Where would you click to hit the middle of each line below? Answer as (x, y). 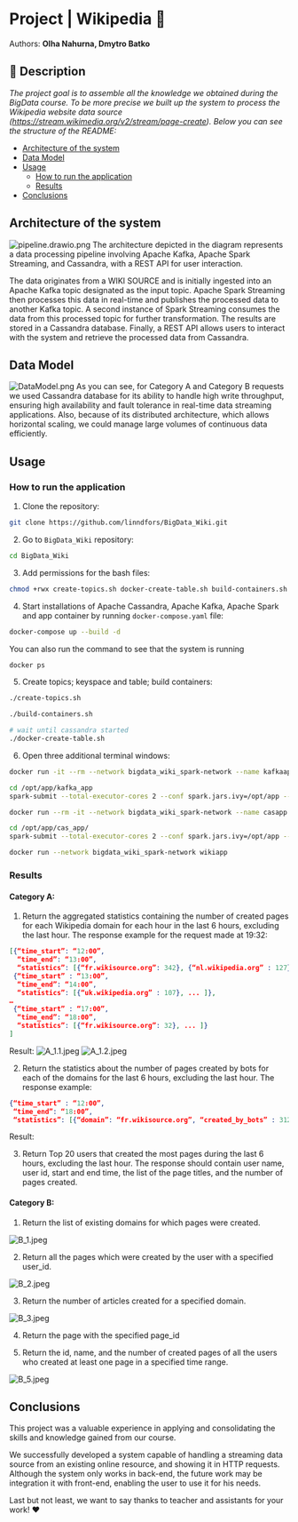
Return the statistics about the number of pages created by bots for (145, 1068)
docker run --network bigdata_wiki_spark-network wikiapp (118, 853)
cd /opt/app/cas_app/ (49, 828)
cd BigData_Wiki (39, 555)
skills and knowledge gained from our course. (93, 1438)
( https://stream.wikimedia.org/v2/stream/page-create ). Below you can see (146, 121)
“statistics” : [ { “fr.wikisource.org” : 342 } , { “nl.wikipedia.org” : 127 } (154, 968)
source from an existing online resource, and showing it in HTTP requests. (145, 1464)
